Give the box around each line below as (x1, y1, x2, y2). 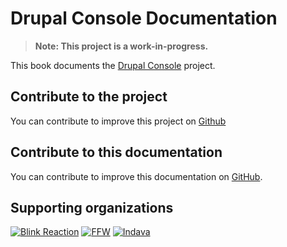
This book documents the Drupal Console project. (10, 59, 216, 71)
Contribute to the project (10, 88, 168, 106)
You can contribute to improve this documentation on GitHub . (10, 170, 263, 182)
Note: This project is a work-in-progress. (34, 40, 209, 52)
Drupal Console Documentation (10, 7, 278, 30)
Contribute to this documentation (10, 144, 223, 161)
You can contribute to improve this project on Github (10, 115, 227, 127)
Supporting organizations (10, 199, 174, 216)
